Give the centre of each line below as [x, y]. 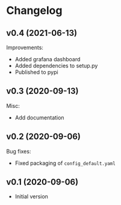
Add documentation [39, 117]
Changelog [34, 11]
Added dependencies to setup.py [56, 66]
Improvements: [25, 47]
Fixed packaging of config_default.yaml [65, 163]
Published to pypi [36, 72]
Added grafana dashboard [48, 59]
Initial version [31, 197]
